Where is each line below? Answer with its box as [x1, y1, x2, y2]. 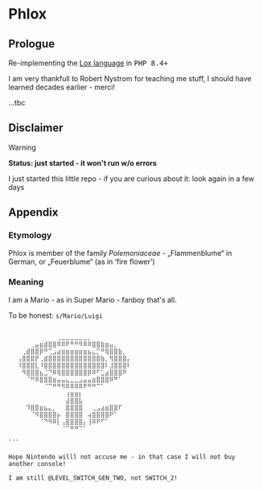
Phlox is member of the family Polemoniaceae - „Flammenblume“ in [8, 248, 232, 257]
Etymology [8, 230, 52, 241]
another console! [8, 459, 67, 467]
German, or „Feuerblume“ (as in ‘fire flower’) [8, 257, 155, 266]
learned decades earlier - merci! [8, 82, 115, 92]
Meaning [8, 277, 44, 288]
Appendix [8, 206, 59, 220]
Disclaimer [8, 121, 64, 135]
